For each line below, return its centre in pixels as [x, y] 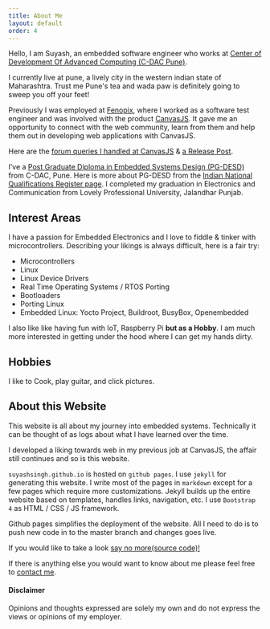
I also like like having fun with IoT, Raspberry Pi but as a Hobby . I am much [132, 328]
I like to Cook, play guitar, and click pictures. [82, 381]
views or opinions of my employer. [65, 617]
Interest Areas [45, 218]
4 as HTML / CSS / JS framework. [64, 508]
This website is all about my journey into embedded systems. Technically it [132, 426]
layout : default [35, 23]
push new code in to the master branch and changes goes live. [112, 532]
